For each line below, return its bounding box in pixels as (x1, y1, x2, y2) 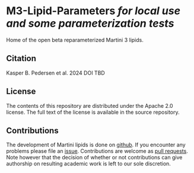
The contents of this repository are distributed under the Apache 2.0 (6, 102, 173, 109)
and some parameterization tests (6, 17, 174, 30)
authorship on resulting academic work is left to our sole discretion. (6, 160, 171, 167)
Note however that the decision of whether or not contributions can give (6, 154, 183, 161)
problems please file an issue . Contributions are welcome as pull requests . (6, 148, 188, 155)
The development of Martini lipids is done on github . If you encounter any (6, 141, 186, 149)
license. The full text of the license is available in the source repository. (6, 108, 180, 116)
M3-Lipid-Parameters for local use (6, 4, 181, 18)
